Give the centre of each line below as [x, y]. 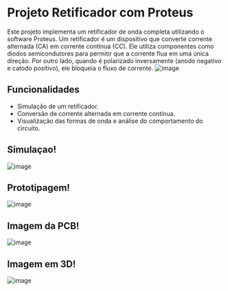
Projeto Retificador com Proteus [100, 13]
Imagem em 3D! [42, 264]
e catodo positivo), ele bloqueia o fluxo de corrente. [80, 68]
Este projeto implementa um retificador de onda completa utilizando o [106, 32]
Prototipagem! [38, 188]
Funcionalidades [44, 90]
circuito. [28, 128]
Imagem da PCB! [43, 225]
